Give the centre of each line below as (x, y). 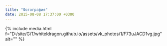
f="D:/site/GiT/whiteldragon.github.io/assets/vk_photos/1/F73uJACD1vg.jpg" (84, 34)
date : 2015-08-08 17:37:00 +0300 (40, 14)
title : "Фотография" (27, 10)
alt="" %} (15, 39)
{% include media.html (28, 28)
